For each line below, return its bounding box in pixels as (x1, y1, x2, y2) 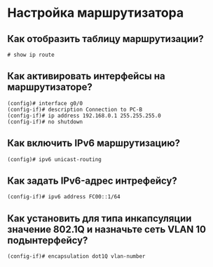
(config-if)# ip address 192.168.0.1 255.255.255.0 (7, 112, 161, 119)
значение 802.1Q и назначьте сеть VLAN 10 (7, 223, 207, 235)
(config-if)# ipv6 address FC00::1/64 (7, 193, 121, 200)
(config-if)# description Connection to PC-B (7, 106, 142, 113)
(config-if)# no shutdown (7, 118, 83, 125)
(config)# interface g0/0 (7, 100, 83, 107)
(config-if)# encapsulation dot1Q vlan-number (7, 253, 146, 260)
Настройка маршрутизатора (7, 5, 184, 21)
